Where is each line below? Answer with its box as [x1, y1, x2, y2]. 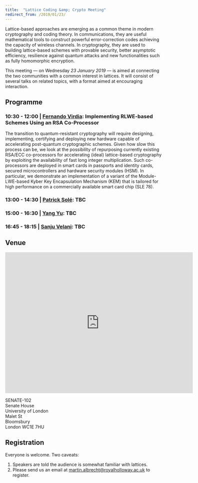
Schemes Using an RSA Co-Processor [5, 119, 99, 126]
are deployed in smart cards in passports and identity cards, [29, 162, 153, 168]
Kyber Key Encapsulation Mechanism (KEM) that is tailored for [30, 178, 158, 184]
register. [12, 472, 30, 478]
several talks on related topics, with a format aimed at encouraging [5, 78, 143, 84]
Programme [5, 98, 43, 106]
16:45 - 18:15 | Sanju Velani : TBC [5, 223, 85, 230]
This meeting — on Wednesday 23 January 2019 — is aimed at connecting [5, 67, 159, 73]
